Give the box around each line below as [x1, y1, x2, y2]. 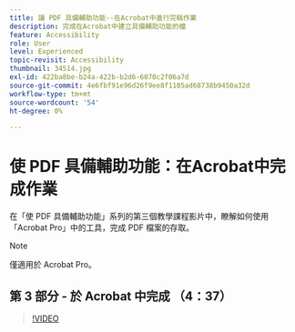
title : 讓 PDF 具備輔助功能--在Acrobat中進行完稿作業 [9, 13, 198, 23]
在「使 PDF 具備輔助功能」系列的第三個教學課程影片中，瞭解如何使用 [9, 211, 270, 222]
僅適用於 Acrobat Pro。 [9, 259, 97, 270]
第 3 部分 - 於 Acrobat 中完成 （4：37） [9, 288, 232, 304]
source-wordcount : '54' [9, 97, 100, 107]
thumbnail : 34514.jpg [9, 65, 92, 74]
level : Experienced [9, 47, 84, 56]
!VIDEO [31, 313, 59, 324]
